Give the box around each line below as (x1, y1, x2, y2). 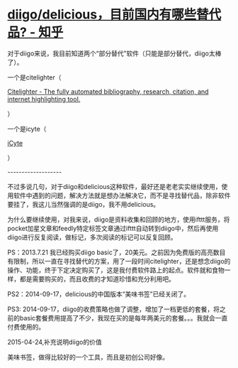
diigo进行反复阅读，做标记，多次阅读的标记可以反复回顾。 (7, 232, 177, 242)
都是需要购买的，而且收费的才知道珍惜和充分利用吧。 (19, 274, 175, 283)
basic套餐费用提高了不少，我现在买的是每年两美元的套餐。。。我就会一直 (19, 313, 228, 322)
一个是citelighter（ (7, 72, 62, 82)
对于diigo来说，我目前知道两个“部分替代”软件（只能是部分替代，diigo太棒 (7, 49, 222, 58)
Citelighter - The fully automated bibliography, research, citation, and (7, 87, 209, 96)
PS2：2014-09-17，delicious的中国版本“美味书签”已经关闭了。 (7, 289, 190, 298)
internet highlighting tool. (7, 94, 81, 103)
